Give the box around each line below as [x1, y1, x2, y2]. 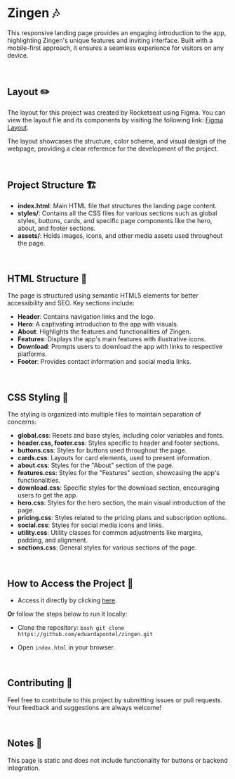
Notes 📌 [7, 737, 43, 749]
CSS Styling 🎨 [7, 391, 69, 403]
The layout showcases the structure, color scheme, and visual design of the [7, 137, 227, 145]
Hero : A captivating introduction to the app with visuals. [17, 320, 179, 329]
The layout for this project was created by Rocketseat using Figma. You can [7, 108, 226, 117]
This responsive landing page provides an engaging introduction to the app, [7, 28, 227, 37]
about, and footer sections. [17, 224, 96, 232]
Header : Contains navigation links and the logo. [17, 312, 156, 321]
